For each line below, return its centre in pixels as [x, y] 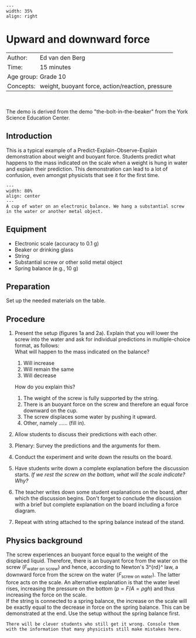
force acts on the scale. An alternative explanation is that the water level [93, 582]
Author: [18, 57]
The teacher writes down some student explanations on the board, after [101, 492]
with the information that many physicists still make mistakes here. [94, 629]
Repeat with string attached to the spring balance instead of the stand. [100, 522]
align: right [22, 16]
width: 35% [19, 11]
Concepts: [21, 86]
